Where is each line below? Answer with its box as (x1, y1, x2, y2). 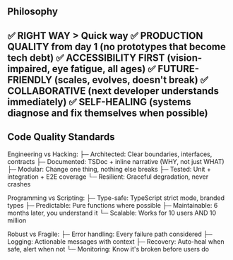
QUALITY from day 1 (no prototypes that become (7, 40, 226, 52)
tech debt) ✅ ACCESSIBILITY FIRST (7, 52, 165, 64)
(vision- (167, 52, 203, 64)
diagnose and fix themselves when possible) (7, 107, 208, 119)
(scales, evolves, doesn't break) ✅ (54, 73, 208, 85)
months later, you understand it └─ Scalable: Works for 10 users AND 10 (7, 208, 217, 217)
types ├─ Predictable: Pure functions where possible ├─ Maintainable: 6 (7, 201, 218, 209)
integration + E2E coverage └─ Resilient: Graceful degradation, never (7, 172, 209, 181)
